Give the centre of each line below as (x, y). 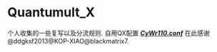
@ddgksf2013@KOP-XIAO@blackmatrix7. (69, 41)
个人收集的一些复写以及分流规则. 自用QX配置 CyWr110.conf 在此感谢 (109, 33)
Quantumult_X (51, 12)
